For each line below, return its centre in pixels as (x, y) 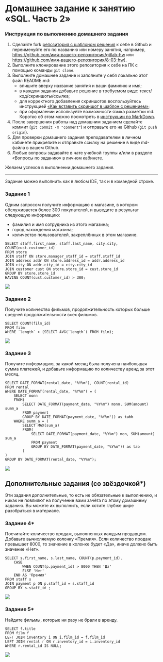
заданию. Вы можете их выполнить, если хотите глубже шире (70, 506)
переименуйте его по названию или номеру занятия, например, (79, 50)
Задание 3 (18, 353)
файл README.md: (31, 81)
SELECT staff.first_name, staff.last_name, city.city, (62, 243)
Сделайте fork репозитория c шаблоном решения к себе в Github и (82, 45)
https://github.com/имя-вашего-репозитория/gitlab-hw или (73, 55)
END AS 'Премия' (30, 575)
